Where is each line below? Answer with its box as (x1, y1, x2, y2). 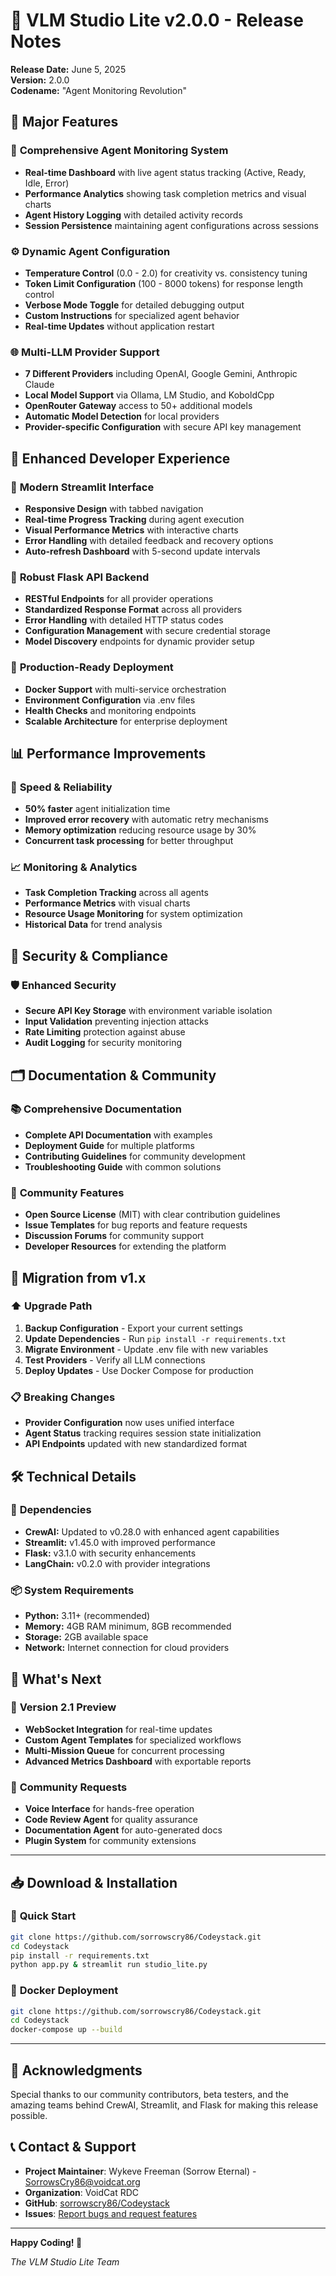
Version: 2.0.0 (10, 74, 70, 86)
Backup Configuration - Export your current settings (24, 1322, 243, 1334)
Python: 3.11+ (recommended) (24, 1610, 151, 1622)
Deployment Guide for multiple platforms (24, 1139, 195, 1151)
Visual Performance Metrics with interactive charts (24, 524, 239, 536)
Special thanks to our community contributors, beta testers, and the (10, 2089, 289, 2101)
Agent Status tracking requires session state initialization (24, 1427, 262, 1439)
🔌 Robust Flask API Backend (10, 570, 150, 584)
